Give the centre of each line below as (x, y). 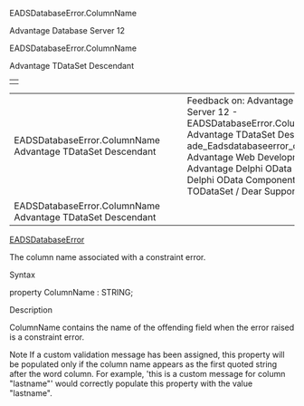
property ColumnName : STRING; (71, 292)
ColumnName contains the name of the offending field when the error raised (152, 327)
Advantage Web (221, 157)
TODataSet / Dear (224, 191)
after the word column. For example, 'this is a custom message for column (147, 374)
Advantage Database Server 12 (67, 30)
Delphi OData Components (244, 180)
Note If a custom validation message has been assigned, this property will (147, 354)
